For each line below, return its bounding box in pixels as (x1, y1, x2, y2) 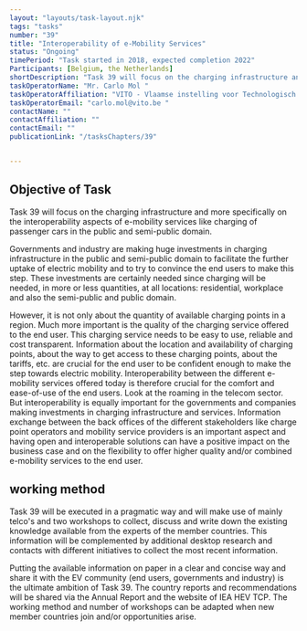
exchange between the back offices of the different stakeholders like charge (9, 416, 297, 427)
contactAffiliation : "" (9, 115, 101, 124)
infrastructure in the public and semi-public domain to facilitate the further (9, 253, 290, 264)
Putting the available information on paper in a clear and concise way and (9, 563, 286, 573)
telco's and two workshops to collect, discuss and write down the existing (9, 515, 288, 526)
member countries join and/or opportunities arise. (9, 611, 196, 622)
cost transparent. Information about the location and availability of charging (9, 339, 294, 350)
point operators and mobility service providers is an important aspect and (9, 426, 286, 436)
